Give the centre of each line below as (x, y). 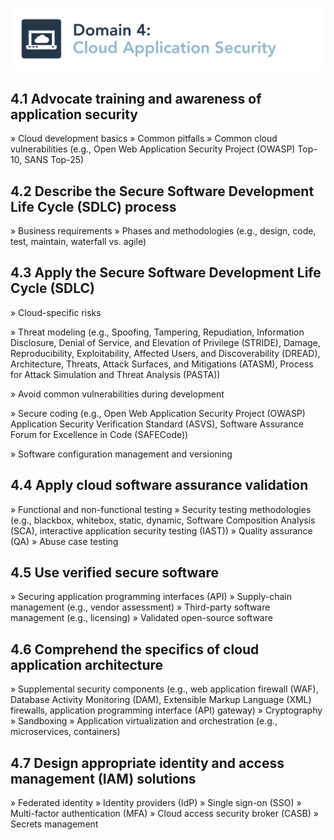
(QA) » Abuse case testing (64, 541)
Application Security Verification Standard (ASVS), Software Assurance (157, 424)
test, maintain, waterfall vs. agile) (78, 242)
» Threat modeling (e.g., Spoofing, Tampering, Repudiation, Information (157, 332)
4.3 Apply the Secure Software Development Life (166, 273)
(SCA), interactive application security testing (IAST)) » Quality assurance (161, 530)
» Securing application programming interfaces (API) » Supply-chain (151, 597)
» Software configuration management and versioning (121, 454)
